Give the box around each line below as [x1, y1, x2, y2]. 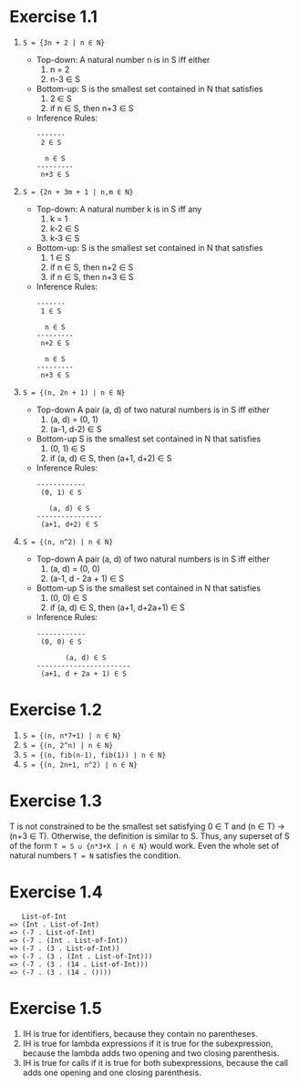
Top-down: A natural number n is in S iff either [36, 54, 211, 65]
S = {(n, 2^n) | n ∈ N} [22, 740, 114, 750]
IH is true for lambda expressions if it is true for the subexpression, [22, 1038, 273, 1049]
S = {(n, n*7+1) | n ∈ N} [22, 731, 121, 740]
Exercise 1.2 [9, 699, 103, 720]
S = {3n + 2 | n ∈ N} [22, 38, 105, 47]
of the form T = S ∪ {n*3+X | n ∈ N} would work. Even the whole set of [9, 840, 280, 851]
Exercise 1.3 [9, 791, 102, 812]
